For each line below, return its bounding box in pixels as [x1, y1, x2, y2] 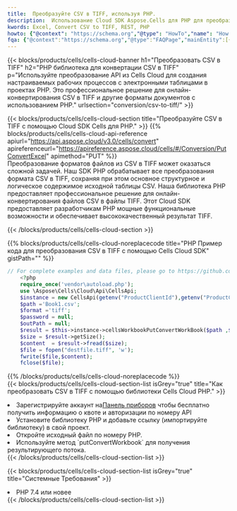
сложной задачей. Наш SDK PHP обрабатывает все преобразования [7, 167, 214, 176]
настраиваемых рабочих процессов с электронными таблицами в [7, 78, 208, 87]
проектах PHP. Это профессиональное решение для [7, 86, 166, 94]
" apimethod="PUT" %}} [45, 152, 118, 161]
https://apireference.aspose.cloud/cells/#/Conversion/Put [59, 144, 227, 153]
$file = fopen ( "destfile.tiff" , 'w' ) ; [20, 346, 134, 353]
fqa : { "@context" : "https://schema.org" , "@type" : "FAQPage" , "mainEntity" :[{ [7, 37, 232, 44]
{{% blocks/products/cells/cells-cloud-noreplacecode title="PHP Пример [7, 239, 222, 247]
